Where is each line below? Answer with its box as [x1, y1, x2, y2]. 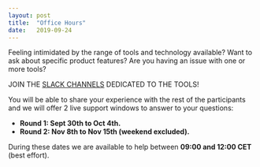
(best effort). [8, 150, 50, 160]
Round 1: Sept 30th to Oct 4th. [19, 119, 121, 128]
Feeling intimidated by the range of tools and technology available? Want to [8, 48, 253, 58]
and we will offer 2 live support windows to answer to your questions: [8, 103, 234, 113]
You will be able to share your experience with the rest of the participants [8, 95, 246, 105]
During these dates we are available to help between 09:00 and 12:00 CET [8, 143, 252, 152]
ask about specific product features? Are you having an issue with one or [8, 56, 246, 65]
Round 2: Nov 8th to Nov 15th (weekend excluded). [19, 127, 190, 136]
